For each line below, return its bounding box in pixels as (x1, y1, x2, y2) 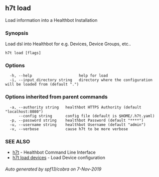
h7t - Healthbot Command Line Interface (12, 149, 96, 155)
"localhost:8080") (5, 109, 43, 114)
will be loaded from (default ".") (5, 82, 79, 87)
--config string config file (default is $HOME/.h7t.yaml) (18, 113, 155, 118)
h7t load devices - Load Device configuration (12, 155, 106, 161)
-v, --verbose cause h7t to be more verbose (9, 126, 128, 131)
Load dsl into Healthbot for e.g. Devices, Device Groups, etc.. (5, 41, 131, 47)
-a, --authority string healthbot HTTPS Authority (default (9, 104, 142, 110)
